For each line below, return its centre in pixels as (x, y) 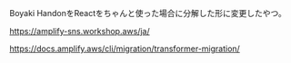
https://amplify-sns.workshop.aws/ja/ (80, 31)
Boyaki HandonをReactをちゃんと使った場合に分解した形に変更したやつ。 (148, 13)
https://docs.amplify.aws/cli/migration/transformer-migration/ (125, 49)
